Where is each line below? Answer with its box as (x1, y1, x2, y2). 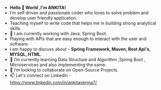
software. (9, 41, 29, 46)
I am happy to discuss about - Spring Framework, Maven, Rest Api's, (9, 46, 151, 52)
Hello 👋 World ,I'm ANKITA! (9, 5, 66, 10)
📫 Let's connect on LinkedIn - (9, 72, 71, 78)
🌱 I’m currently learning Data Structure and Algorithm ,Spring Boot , (9, 57, 146, 62)
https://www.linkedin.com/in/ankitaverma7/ (9, 80, 97, 85)
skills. (9, 25, 22, 31)
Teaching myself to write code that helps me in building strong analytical (9, 20, 157, 26)
